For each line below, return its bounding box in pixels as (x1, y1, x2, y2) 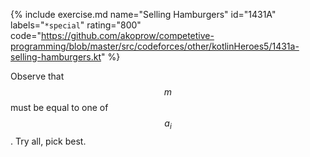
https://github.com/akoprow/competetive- (40, 30, 215, 41)
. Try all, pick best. (10, 135, 87, 147)
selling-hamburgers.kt (10, 51, 102, 63)
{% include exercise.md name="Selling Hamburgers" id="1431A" (10, 9, 277, 20)
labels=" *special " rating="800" (10, 19, 142, 31)
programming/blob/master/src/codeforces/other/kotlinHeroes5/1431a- (10, 40, 300, 52)
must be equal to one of (10, 102, 109, 113)
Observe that (10, 70, 65, 82)
